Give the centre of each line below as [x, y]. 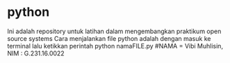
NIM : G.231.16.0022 [36, 53]
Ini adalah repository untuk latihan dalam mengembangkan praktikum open [114, 31]
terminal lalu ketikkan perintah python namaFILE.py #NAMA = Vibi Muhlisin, [115, 46]
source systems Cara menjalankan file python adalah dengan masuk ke [109, 38]
